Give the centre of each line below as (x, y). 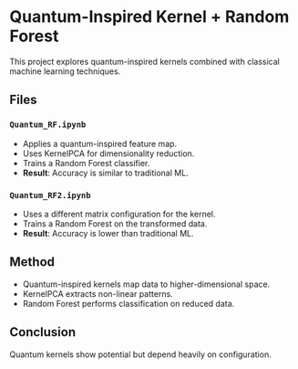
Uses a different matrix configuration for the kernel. (119, 214)
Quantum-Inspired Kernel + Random (149, 17)
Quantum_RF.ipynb (48, 125)
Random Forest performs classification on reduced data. (128, 303)
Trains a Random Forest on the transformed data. (115, 223)
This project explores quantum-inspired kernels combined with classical (144, 61)
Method (32, 262)
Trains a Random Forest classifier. (86, 163)
